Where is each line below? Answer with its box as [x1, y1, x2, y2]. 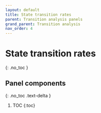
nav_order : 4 [5, 26, 33, 31]
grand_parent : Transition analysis [5, 21, 81, 27]
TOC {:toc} [12, 102, 36, 108]
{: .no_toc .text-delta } [5, 92, 51, 98]
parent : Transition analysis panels [5, 17, 83, 22]
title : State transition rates [5, 12, 72, 17]
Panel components [5, 79, 66, 88]
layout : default [5, 7, 40, 13]
